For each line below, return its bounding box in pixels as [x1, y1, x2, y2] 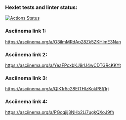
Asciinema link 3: [5, 75, 48, 81]
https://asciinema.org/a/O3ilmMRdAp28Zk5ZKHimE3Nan [5, 39, 121, 44]
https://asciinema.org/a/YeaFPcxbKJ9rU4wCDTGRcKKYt [5, 62, 121, 68]
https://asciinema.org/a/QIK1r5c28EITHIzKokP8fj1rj [5, 86, 109, 92]
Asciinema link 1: [5, 28, 46, 35]
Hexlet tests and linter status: [5, 4, 78, 11]
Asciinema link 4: [5, 98, 48, 105]
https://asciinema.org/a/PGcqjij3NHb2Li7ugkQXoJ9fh [5, 109, 115, 115]
